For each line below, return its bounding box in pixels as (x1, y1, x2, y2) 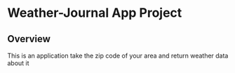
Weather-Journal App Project (7, 5, 182, 21)
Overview (7, 33, 51, 45)
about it (7, 59, 29, 67)
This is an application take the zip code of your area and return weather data (7, 51, 229, 60)
